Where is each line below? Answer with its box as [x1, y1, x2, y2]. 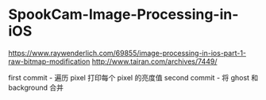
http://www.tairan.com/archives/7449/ [91, 57, 218, 66]
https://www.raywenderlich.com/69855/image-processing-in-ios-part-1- [8, 48, 247, 57]
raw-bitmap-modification [8, 57, 91, 66]
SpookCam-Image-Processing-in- [8, 6, 239, 24]
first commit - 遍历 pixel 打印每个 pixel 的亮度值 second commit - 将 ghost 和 [8, 72, 259, 82]
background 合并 [8, 83, 64, 92]
